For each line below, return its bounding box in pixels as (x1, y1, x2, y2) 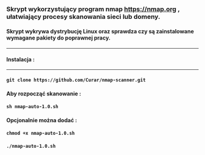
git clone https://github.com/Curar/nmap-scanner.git (6, 77, 146, 83)
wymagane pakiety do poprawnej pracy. (6, 34, 111, 41)
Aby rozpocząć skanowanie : (6, 90, 81, 97)
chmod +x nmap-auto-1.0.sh (6, 130, 75, 137)
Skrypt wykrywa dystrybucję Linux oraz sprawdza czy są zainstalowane (6, 27, 194, 35)
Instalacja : (6, 55, 35, 63)
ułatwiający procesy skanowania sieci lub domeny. (6, 12, 160, 21)
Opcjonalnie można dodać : (6, 116, 77, 123)
